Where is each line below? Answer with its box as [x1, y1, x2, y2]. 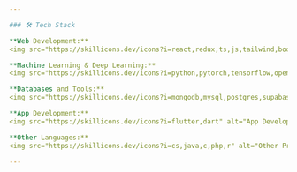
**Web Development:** [9, 36, 89, 45]
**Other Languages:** [9, 133, 89, 142]
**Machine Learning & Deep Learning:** [9, 61, 156, 70]
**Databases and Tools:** [9, 85, 104, 93]
